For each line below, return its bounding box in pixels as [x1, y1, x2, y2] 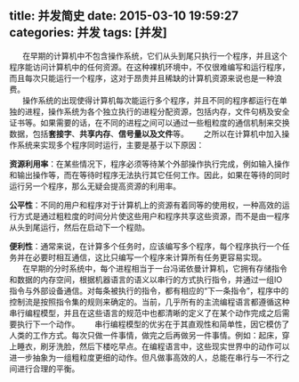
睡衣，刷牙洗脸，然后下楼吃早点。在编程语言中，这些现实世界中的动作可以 [16, 341, 290, 352]
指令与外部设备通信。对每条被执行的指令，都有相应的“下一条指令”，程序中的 [9, 285, 289, 296]
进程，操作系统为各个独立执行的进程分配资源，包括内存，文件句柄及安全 [24, 106, 290, 117]
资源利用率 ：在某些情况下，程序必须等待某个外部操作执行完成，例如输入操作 [9, 158, 290, 169]
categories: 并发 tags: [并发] [9, 25, 167, 40]
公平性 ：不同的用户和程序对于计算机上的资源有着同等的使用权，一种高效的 [9, 199, 282, 210]
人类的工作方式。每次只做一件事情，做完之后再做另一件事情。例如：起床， [9, 329, 282, 340]
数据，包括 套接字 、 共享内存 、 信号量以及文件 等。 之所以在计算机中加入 [9, 128, 282, 139]
